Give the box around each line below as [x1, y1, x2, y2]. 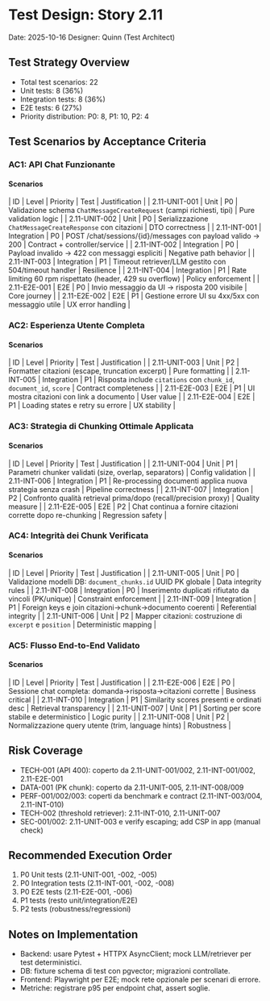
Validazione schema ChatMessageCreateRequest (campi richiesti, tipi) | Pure [8, 206, 255, 215]
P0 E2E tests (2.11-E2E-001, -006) [19, 887, 133, 897]
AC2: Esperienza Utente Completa [8, 320, 145, 332]
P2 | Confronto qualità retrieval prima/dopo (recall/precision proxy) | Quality [8, 493, 260, 503]
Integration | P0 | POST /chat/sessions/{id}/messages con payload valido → [8, 231, 260, 241]
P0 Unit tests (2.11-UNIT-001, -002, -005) [19, 870, 157, 880]
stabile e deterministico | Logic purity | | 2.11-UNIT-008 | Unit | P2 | [8, 711, 230, 721]
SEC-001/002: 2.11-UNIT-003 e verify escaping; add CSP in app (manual [19, 816, 260, 826]
